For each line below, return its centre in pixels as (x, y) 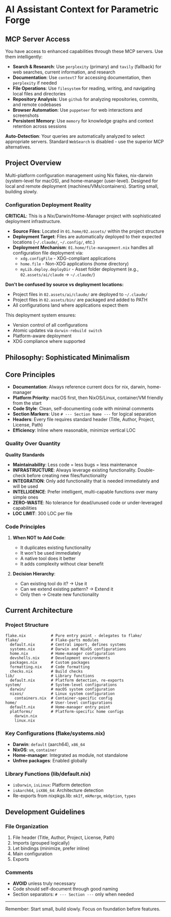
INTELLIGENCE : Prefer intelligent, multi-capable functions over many (85, 491)
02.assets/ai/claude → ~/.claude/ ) (58, 275)
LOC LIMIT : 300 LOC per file (42, 513)
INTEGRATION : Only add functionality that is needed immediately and (86, 481)
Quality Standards (25, 455)
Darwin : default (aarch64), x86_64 (49, 744)
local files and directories (39, 94)
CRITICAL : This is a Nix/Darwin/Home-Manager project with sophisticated (83, 216)
